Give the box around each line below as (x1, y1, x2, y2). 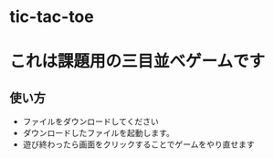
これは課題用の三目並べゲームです (9, 51, 266, 72)
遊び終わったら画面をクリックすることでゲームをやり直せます (22, 139, 255, 150)
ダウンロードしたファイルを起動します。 (22, 128, 175, 139)
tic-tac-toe (9, 6, 94, 27)
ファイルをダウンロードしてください (22, 116, 159, 127)
